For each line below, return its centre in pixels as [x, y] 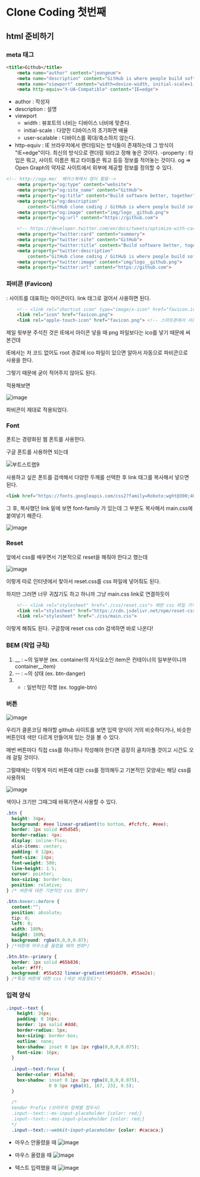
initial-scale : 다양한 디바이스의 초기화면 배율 [76, 130]
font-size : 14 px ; [33, 857]
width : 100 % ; [28, 929]
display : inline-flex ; [40, 841]
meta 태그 [20, 54]
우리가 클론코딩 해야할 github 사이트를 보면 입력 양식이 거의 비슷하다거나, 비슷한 [99, 729]
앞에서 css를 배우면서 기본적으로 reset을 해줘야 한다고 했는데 [77, 557]
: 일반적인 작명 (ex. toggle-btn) [60, 687]
